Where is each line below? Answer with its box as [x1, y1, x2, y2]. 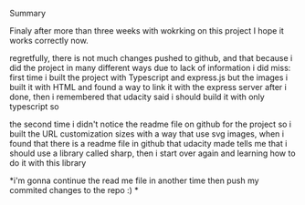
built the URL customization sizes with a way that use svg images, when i [9, 128, 285, 139]
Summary [9, 8, 47, 18]
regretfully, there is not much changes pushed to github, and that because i [9, 53, 293, 63]
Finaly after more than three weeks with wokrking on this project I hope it [9, 26, 285, 36]
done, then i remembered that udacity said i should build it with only [9, 91, 265, 102]
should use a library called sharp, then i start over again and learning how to [9, 148, 296, 159]
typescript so [9, 101, 59, 112]
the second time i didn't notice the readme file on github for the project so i [9, 118, 292, 129]
